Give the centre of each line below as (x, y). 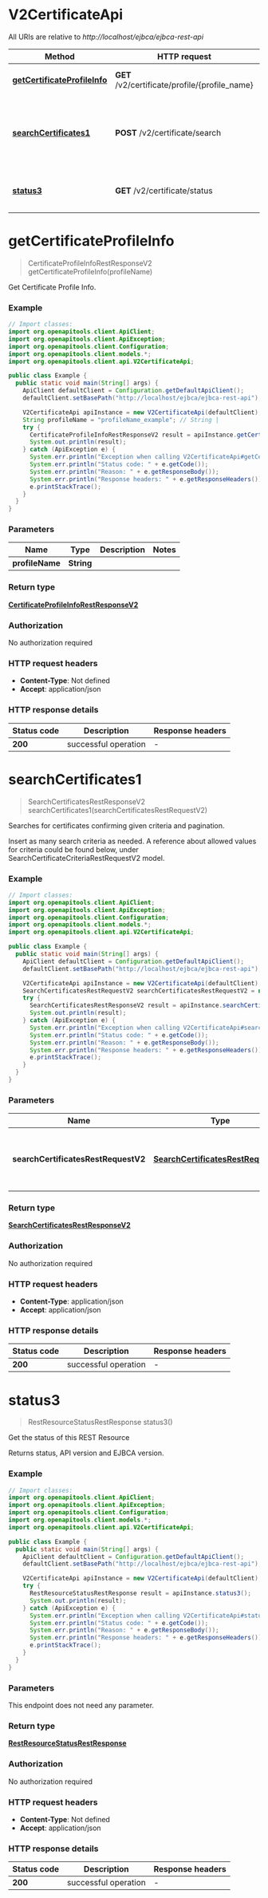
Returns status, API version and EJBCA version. (87, 1453)
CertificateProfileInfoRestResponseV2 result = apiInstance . (133, 435)
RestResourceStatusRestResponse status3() (100, 1423)
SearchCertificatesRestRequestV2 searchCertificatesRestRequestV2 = (139, 991)
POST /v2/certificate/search (168, 132)
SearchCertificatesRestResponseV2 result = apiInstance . (126, 1006)
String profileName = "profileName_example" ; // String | (121, 420)
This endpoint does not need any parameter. (81, 1706)
